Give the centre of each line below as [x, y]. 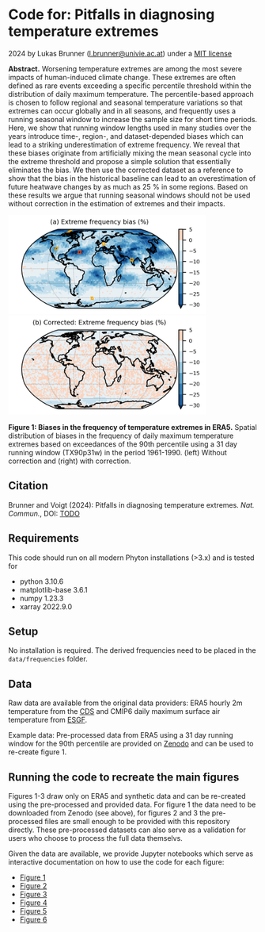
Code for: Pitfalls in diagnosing [112, 15]
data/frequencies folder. [48, 659]
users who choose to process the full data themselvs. [96, 838]
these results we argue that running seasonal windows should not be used [129, 195]
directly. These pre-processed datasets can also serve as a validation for [127, 830]
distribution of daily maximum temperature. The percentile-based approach [131, 94]
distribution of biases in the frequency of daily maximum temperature [121, 435]
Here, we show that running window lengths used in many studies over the [130, 128]
